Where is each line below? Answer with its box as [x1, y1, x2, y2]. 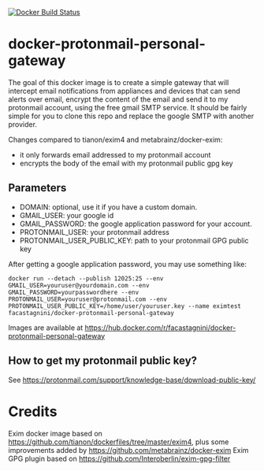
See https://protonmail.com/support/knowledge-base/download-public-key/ [8, 375, 256, 384]
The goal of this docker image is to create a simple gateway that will [8, 77, 229, 87]
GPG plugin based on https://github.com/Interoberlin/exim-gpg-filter [8, 454, 231, 463]
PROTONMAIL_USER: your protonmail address [19, 227, 169, 236]
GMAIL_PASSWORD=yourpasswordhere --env [8, 288, 139, 296]
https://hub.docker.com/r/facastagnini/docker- [84, 323, 236, 332]
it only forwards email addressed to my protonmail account [19, 150, 211, 159]
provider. [8, 119, 38, 129]
